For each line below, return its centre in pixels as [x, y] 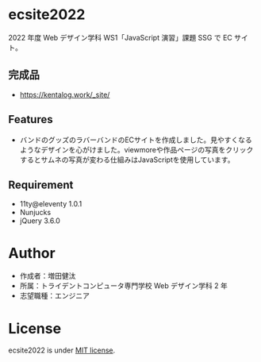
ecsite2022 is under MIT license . [62, 350]
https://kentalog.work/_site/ [65, 94]
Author [32, 253]
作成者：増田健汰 [48, 276]
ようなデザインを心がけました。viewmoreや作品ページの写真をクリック [136, 149]
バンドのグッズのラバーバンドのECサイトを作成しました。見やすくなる [136, 140]
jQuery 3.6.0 [40, 221]
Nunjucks [35, 213]
